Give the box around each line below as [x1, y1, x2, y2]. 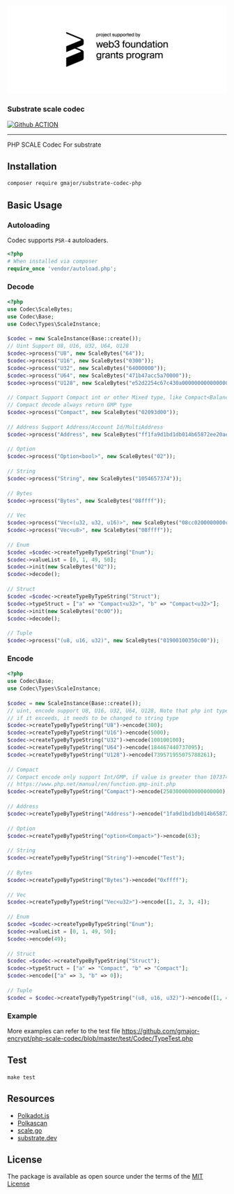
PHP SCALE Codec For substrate [7, 140, 102, 149]
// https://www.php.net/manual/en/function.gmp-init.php [7, 781, 176, 788]
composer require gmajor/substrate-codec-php [7, 180, 141, 187]
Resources [7, 1093, 55, 1105]
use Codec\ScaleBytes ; [7, 306, 73, 313]
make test [7, 1074, 36, 1081]
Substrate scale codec [7, 104, 85, 114]
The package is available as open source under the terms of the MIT [7, 1172, 203, 1181]
